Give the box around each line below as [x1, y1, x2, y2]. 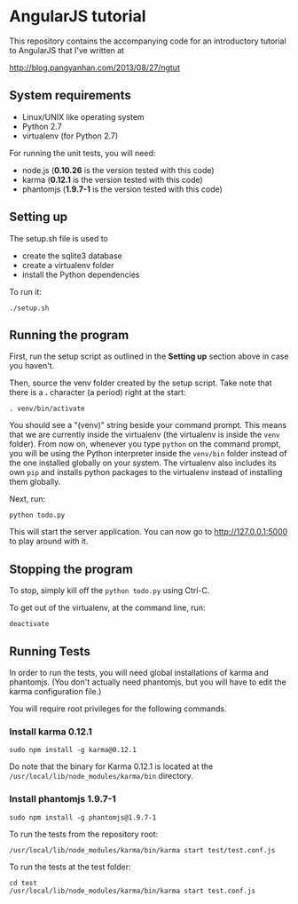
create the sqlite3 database [21, 250, 122, 261]
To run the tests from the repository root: [9, 829, 159, 839]
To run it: [9, 286, 43, 297]
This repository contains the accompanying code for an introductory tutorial [9, 36, 286, 46]
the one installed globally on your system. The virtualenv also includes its [9, 457, 277, 468]
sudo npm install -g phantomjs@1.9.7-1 [9, 813, 157, 822]
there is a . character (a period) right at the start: [9, 387, 186, 398]
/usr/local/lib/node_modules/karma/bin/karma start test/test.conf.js [9, 845, 276, 854]
